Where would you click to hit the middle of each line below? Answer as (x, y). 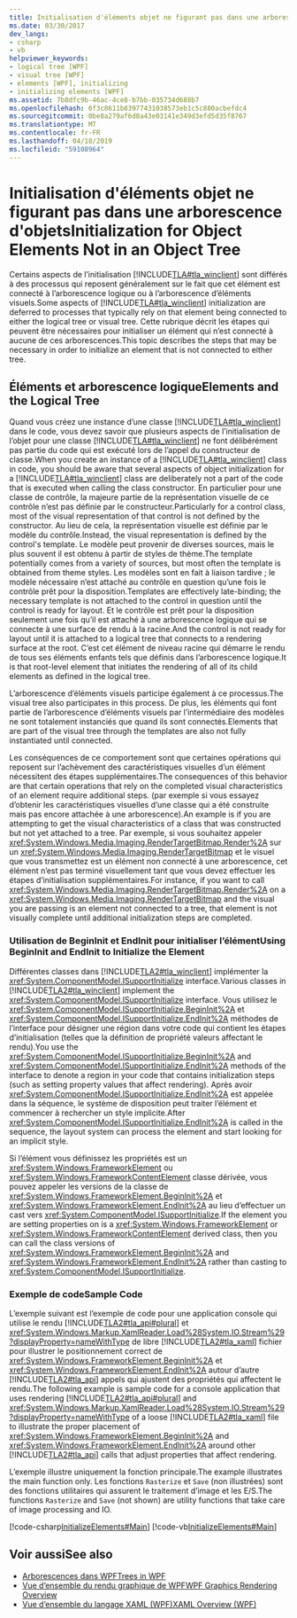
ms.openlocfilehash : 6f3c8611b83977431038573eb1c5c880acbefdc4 (128, 108)
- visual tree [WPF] (47, 75)
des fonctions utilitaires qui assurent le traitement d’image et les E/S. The (141, 1490)
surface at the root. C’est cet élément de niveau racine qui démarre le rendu (147, 648)
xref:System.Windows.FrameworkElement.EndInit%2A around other (133, 1445)
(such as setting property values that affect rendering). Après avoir (131, 1084)
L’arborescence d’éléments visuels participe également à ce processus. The (147, 693)
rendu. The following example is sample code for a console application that (145, 1388)
